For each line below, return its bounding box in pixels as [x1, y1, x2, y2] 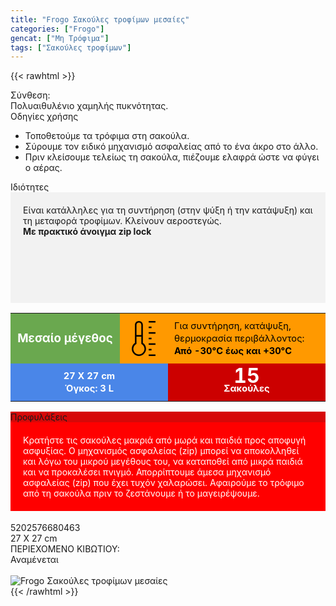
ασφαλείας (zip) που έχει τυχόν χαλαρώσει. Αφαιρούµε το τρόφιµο [23, 477, 305, 489]
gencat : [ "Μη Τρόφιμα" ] [10, 33, 110, 43]
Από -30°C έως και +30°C [173, 345, 293, 358]
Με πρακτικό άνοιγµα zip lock [23, 226, 152, 238]
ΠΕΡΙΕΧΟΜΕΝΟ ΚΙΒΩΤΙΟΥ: [10, 543, 120, 555]
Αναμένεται [10, 554, 59, 566]
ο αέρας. [24, 162, 63, 174]
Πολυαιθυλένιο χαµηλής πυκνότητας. [10, 100, 169, 112]
